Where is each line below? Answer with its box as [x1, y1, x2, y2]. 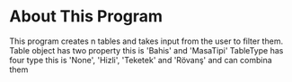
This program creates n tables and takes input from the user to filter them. [9, 36, 284, 46]
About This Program [9, 6, 164, 27]
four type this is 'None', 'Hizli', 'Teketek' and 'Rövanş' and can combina [9, 54, 272, 65]
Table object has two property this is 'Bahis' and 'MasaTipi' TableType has [9, 45, 284, 55]
